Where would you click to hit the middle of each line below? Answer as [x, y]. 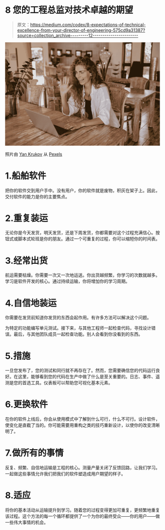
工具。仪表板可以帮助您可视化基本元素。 [72, 383]
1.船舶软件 [26, 176]
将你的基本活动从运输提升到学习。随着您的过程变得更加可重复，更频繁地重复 [82, 510]
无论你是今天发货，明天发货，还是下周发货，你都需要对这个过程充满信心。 [80, 233]
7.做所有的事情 [34, 453]
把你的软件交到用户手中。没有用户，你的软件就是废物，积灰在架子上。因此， [82, 190]
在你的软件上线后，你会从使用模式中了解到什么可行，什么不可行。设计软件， [82, 419]
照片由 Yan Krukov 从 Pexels [34, 154]
